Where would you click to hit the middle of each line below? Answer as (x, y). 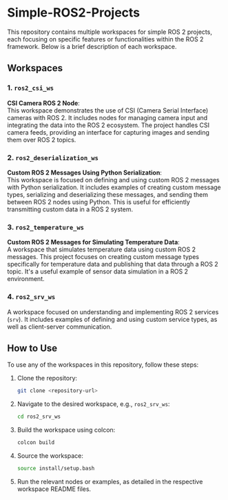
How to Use (32, 348)
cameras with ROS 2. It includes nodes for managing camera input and (107, 117)
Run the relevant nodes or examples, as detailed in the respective (110, 481)
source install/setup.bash (56, 468)
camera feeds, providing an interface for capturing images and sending (108, 132)
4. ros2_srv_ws (31, 297)
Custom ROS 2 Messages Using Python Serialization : (84, 172)
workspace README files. (54, 489)
